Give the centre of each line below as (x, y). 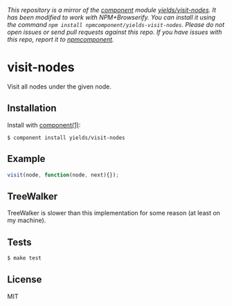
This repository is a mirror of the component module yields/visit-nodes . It (112, 10)
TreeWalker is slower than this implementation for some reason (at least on (114, 213)
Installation (32, 108)
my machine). (27, 220)
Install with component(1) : (44, 125)
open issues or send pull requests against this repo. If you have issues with (115, 32)
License (25, 280)
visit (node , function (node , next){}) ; (63, 175)
